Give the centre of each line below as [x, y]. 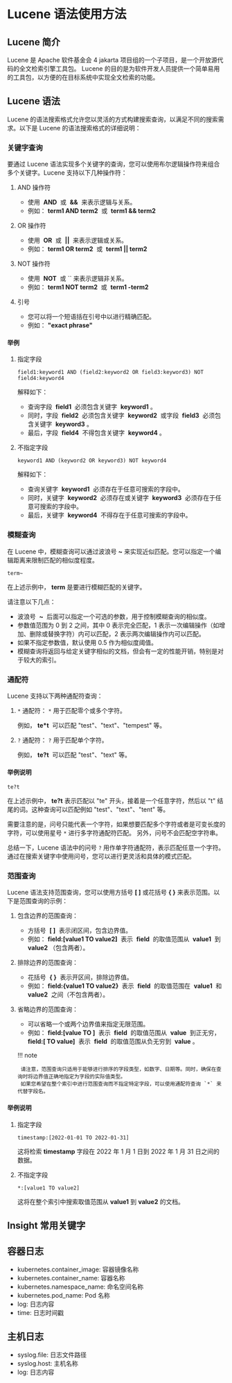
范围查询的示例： [43, 901]
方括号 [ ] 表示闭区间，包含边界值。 [80, 931]
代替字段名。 [33, 1092]
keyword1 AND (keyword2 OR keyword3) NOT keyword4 [92, 461]
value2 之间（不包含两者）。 [68, 995]
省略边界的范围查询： [47, 1009]
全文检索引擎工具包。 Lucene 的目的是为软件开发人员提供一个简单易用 [119, 69]
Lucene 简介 [34, 42]
